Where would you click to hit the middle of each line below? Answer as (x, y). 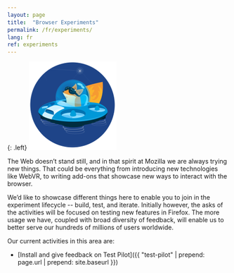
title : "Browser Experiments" (53, 22)
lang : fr (20, 37)
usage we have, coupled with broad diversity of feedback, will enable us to (116, 220)
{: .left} (17, 147)
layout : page (26, 15)
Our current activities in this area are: (61, 241)
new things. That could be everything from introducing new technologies (113, 169)
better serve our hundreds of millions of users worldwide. (91, 227)
